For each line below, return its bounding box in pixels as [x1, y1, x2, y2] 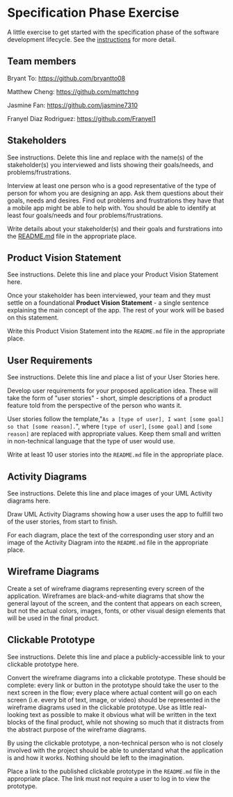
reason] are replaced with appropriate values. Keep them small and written [7, 429, 221, 438]
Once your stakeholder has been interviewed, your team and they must [7, 291, 211, 300]
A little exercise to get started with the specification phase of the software [7, 28, 219, 36]
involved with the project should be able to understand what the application [7, 746, 224, 755]
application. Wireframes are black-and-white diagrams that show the [7, 592, 204, 600]
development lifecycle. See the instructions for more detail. [7, 35, 176, 43]
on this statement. [7, 313, 59, 322]
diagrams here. [7, 496, 51, 505]
